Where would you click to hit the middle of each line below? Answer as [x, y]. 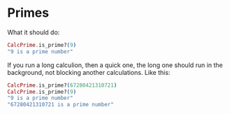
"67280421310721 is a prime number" [60, 105]
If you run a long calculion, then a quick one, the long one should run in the [115, 65]
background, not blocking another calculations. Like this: [89, 72]
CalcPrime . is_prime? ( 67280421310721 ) [62, 85]
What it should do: [34, 32]
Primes [28, 13]
